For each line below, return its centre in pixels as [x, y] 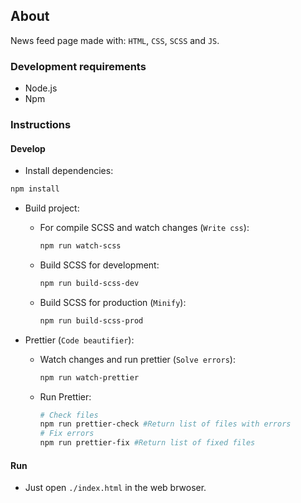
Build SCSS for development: [99, 265]
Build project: [52, 208]
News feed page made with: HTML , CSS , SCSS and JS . [115, 40]
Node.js [41, 88]
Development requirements [78, 66]
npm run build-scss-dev [89, 283]
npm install [35, 189]
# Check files [69, 415]
